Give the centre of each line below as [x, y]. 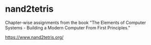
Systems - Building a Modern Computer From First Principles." [68, 27]
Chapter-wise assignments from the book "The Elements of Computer [75, 22]
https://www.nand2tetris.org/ [34, 37]
